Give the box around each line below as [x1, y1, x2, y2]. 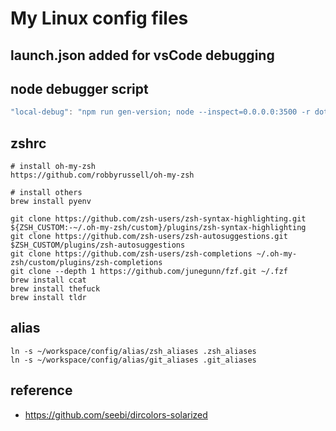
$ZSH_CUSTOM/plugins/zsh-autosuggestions [10, 240, 186, 251]
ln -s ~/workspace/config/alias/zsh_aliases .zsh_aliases [10, 346, 257, 356]
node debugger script [10, 80, 149, 97]
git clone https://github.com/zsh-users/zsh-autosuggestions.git [10, 232, 288, 242]
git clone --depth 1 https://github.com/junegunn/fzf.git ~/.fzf [10, 267, 288, 277]
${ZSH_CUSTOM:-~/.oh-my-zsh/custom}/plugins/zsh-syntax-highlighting [10, 223, 307, 233]
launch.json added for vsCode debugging [10, 47, 275, 64]
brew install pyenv [10, 197, 92, 207]
